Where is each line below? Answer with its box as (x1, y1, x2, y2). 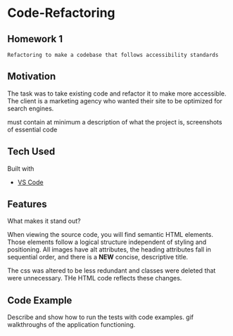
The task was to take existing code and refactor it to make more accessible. (7, 89, 227, 98)
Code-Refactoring (7, 5, 115, 21)
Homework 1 (7, 33, 63, 45)
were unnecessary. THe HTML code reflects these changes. (7, 274, 182, 283)
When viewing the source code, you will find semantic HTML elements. (7, 231, 213, 239)
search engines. (7, 104, 54, 112)
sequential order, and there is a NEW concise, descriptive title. (7, 253, 189, 261)
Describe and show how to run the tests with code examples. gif (7, 313, 194, 321)
